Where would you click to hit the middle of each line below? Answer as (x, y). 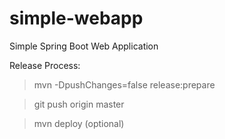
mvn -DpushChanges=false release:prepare (124, 84)
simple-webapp (76, 18)
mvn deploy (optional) (79, 123)
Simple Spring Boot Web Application (84, 46)
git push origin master (79, 104)
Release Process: (45, 65)
